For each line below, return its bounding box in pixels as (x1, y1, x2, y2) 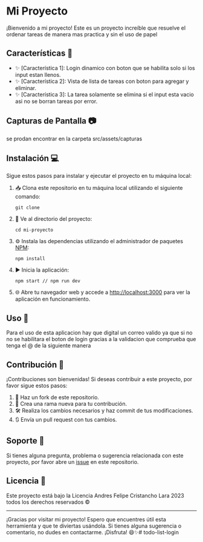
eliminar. (14, 84, 36, 91)
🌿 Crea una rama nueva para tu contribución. (14, 400, 127, 407)
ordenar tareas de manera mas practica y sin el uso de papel (6, 30, 158, 38)
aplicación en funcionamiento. (14, 295, 91, 303)
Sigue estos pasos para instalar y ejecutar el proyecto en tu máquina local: (6, 172, 192, 180)
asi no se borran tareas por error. (14, 97, 98, 105)
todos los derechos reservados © (6, 498, 91, 506)
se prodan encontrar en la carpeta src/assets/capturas (6, 135, 143, 142)
